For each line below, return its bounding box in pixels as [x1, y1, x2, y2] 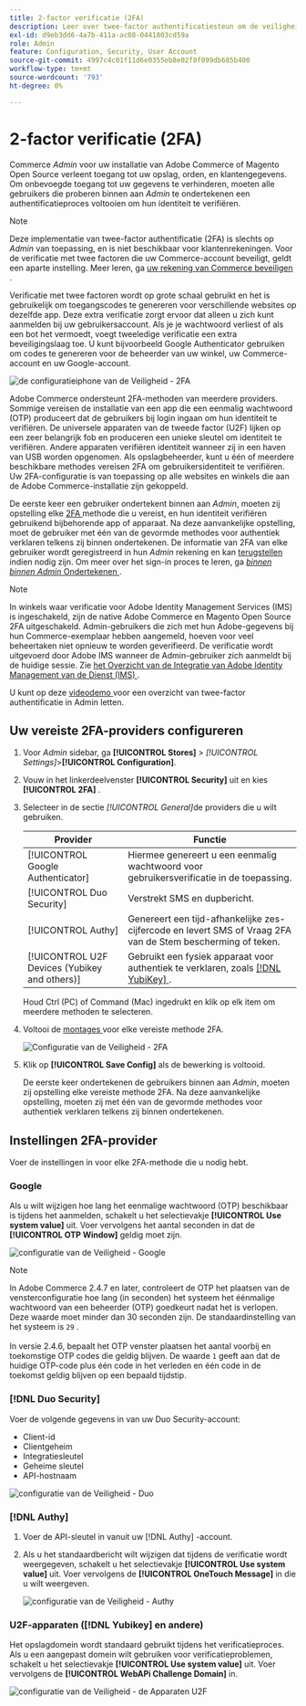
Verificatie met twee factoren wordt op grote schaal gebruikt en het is [9, 290, 270, 300]
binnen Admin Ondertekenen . [9, 565, 122, 576]
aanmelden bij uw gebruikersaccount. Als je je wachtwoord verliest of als [9, 319, 284, 330]
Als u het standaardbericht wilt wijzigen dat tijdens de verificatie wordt [22, 1549, 288, 1560]
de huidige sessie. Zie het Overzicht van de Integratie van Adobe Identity [9, 659, 283, 670]
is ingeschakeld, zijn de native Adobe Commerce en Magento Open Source [9, 611, 291, 622]
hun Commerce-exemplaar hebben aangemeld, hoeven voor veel [9, 630, 254, 641]
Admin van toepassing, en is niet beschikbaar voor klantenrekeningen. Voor [9, 243, 293, 254]
